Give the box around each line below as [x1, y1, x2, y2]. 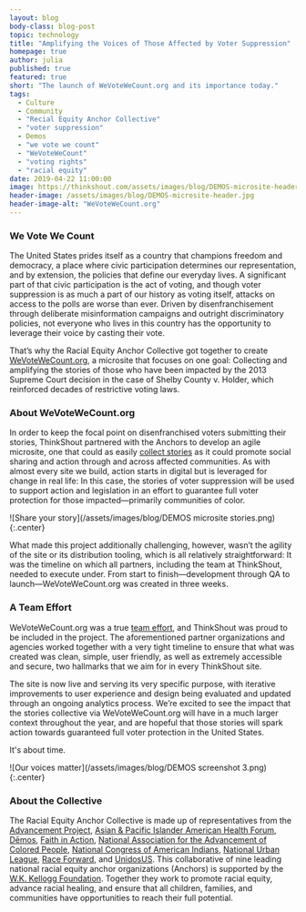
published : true [9, 65, 71, 74]
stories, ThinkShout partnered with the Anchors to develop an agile [9, 437, 261, 448]
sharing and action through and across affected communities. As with [9, 456, 270, 467]
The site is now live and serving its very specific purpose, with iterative [9, 678, 276, 689]
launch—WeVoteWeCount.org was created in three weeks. [9, 579, 229, 590]
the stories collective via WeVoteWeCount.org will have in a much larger [9, 707, 279, 718]
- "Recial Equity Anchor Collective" [17, 115, 161, 124]
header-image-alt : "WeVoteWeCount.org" [9, 199, 161, 209]
